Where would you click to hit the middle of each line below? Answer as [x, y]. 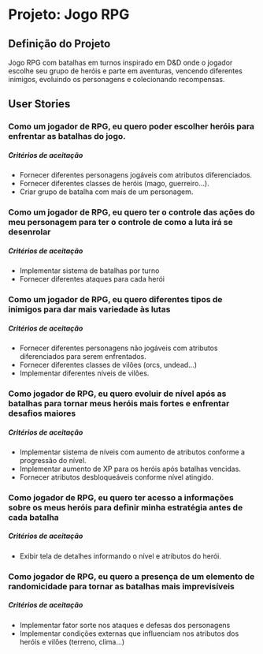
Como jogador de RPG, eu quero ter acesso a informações [121, 497]
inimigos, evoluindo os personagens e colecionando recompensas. [117, 79]
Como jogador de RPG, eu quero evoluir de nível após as [117, 394]
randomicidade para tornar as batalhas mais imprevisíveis [121, 586]
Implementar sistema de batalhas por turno [89, 271]
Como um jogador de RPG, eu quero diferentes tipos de [115, 300]
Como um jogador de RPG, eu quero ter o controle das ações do [132, 212]
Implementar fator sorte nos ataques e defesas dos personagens [125, 625]
